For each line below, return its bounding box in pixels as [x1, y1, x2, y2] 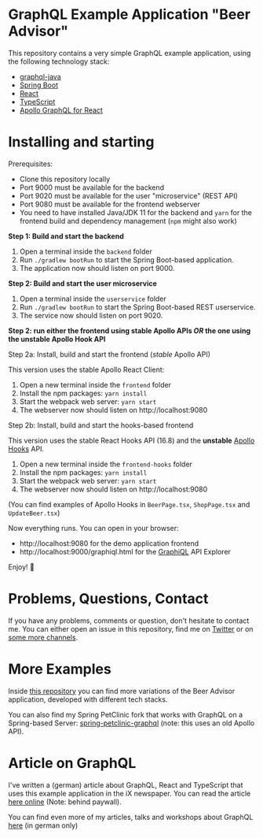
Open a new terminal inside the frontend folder [19, 380, 171, 389]
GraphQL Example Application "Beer [8, 6, 251, 24]
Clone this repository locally [19, 174, 111, 184]
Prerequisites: [8, 159, 53, 169]
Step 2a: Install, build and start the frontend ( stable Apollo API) [8, 349, 210, 359]
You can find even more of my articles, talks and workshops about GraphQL [8, 812, 254, 821]
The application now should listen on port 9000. [19, 263, 175, 273]
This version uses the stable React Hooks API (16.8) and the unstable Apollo [8, 436, 255, 445]
